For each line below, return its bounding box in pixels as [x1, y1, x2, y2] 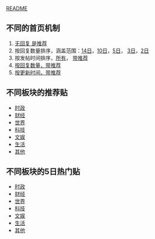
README [6, 5, 28, 12]
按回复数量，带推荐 [14, 61, 61, 69]
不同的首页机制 [6, 23, 60, 33]
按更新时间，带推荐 [14, 69, 61, 76]
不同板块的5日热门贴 [6, 167, 81, 177]
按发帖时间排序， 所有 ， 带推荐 [14, 54, 88, 61]
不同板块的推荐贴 [6, 87, 68, 98]
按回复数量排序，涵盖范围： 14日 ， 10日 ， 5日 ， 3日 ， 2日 [14, 47, 149, 54]
